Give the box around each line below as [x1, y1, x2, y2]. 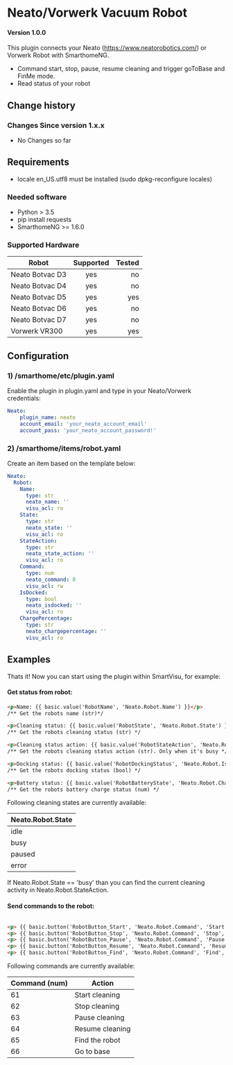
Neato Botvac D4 [10, 281, 67, 291]
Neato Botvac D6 [10, 304, 67, 314]
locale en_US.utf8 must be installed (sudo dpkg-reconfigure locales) [17, 175, 213, 183]
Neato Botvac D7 [10, 315, 67, 325]
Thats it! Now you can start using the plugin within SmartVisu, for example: [7, 672, 221, 680]
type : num [25, 570, 54, 577]
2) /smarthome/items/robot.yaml [7, 443, 121, 453]
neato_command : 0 [25, 576, 76, 583]
